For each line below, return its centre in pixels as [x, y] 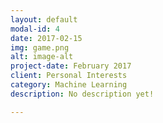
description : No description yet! [82, 94]
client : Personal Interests [69, 76]
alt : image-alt [42, 57]
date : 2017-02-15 [46, 38]
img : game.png [40, 47]
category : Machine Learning [69, 85]
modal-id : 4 [35, 29]
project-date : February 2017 [71, 66]
